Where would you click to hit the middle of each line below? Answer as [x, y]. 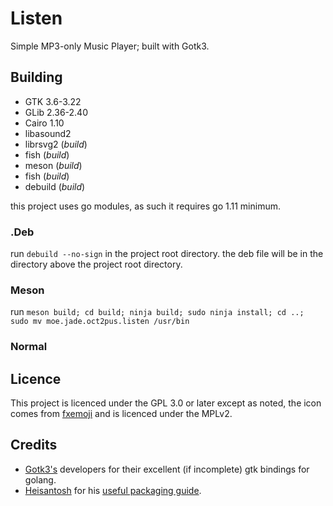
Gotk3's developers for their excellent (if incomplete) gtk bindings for [167, 469]
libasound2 [48, 133]
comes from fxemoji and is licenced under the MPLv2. [121, 414]
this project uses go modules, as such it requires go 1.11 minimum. [146, 206]
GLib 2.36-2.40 [56, 112]
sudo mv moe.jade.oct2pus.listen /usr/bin [100, 322]
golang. [40, 479]
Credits [34, 445]
